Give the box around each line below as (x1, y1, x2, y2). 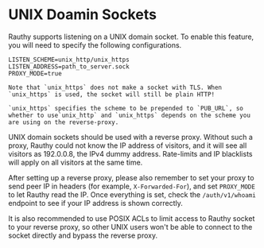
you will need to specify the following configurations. (8, 40, 182, 49)
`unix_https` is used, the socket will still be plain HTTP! (8, 90, 215, 99)
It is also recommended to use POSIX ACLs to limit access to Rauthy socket (8, 213, 255, 223)
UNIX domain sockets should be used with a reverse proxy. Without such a (8, 132, 253, 141)
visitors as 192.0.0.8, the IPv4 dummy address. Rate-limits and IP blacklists (8, 149, 253, 158)
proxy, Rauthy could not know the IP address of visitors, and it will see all (8, 141, 247, 150)
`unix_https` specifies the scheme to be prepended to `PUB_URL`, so (8, 104, 244, 112)
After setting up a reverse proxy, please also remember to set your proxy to (8, 172, 254, 182)
